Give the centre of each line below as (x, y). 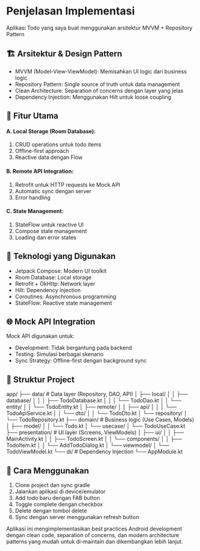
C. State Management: (35, 211)
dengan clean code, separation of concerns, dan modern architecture (93, 535)
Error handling (33, 198)
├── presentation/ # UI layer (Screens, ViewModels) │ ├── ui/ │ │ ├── (95, 432)
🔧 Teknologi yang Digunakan (61, 256)
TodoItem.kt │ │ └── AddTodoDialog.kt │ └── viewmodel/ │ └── (88, 445)
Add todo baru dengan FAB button (58, 498)
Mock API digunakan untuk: (40, 336)
